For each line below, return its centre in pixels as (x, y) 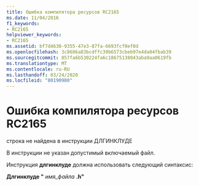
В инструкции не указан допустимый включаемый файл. (81, 153)
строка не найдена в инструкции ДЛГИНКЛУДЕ (69, 141)
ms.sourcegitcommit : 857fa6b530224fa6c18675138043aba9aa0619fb (89, 58)
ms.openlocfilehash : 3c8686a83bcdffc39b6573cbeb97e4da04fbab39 (89, 52)
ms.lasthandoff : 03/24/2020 (42, 75)
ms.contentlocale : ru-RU (38, 69)
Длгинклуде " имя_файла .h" (45, 177)
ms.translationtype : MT (37, 63)
